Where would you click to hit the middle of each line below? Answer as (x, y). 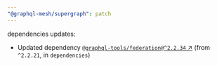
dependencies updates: (41, 34)
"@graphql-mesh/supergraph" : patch (59, 14)
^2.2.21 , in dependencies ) (54, 55)
